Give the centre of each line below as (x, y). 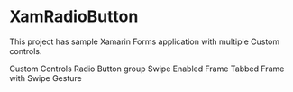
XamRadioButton (74, 17)
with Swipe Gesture (46, 78)
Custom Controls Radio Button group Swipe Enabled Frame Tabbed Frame (147, 69)
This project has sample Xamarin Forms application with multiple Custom (145, 41)
